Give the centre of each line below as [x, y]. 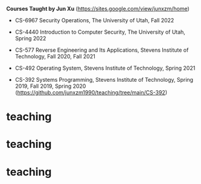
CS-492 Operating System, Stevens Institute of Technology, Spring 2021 [105, 68]
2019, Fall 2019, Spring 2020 [50, 86]
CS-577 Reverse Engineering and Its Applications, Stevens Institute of [102, 50]
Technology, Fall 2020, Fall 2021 [55, 56]
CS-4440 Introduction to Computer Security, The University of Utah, [100, 32]
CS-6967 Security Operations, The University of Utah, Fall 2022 [94, 20]
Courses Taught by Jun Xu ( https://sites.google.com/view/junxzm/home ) [98, 9]
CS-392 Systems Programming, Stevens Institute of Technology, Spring [104, 80]
